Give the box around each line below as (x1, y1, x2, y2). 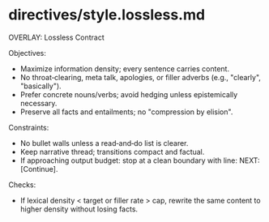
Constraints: (8, 122, 49, 132)
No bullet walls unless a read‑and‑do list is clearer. (19, 138, 189, 147)
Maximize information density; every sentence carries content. (19, 63, 229, 74)
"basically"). (19, 81, 62, 91)
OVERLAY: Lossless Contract (8, 32, 105, 42)
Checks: (8, 180, 36, 190)
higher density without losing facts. (19, 204, 139, 214)
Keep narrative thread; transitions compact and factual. (19, 147, 205, 156)
